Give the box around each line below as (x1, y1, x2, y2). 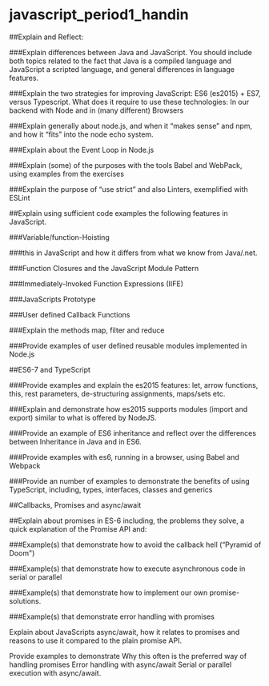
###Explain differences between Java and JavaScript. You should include (9, 47, 253, 57)
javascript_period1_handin (9, 6, 189, 24)
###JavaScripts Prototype (9, 294, 96, 304)
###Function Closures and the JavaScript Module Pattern (9, 263, 199, 273)
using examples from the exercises (9, 169, 125, 178)
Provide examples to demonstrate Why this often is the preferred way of (9, 651, 247, 660)
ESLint (9, 193, 30, 202)
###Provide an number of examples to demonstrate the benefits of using (9, 476, 251, 485)
